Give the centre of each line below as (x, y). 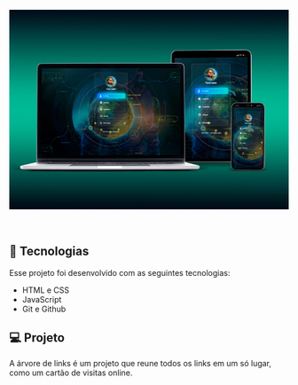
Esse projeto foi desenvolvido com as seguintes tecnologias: (120, 272)
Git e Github (44, 309)
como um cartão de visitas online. (71, 373)
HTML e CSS (46, 290)
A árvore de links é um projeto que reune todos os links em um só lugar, (141, 364)
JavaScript (42, 299)
